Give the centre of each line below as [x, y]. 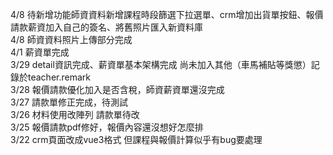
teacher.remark [59, 77]
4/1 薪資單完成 [40, 52]
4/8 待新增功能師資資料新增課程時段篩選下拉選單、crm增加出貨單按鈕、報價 [167, 14]
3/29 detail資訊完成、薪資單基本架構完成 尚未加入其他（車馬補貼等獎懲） [161, 64]
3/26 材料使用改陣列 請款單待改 [75, 114]
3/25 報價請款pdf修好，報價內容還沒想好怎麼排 [107, 127]
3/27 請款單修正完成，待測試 [69, 102]
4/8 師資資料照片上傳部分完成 [71, 39]
